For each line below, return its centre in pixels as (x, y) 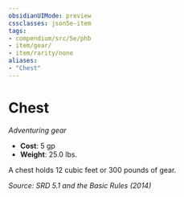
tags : (17, 31)
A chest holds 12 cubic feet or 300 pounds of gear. (92, 170)
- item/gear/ (30, 46)
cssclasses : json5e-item (50, 23)
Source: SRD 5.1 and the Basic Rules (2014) (80, 185)
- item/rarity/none (41, 53)
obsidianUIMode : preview (50, 16)
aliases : (23, 61)
